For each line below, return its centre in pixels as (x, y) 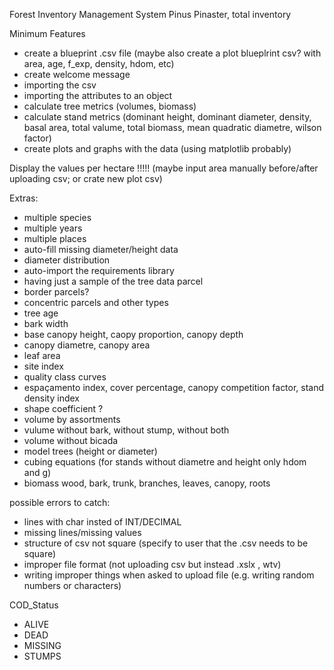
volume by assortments (72, 419)
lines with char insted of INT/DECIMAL (102, 522)
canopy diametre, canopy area (87, 345)
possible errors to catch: (60, 502)
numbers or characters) (72, 585)
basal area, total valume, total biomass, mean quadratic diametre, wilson (172, 127)
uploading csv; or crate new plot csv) (86, 178)
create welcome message (77, 74)
